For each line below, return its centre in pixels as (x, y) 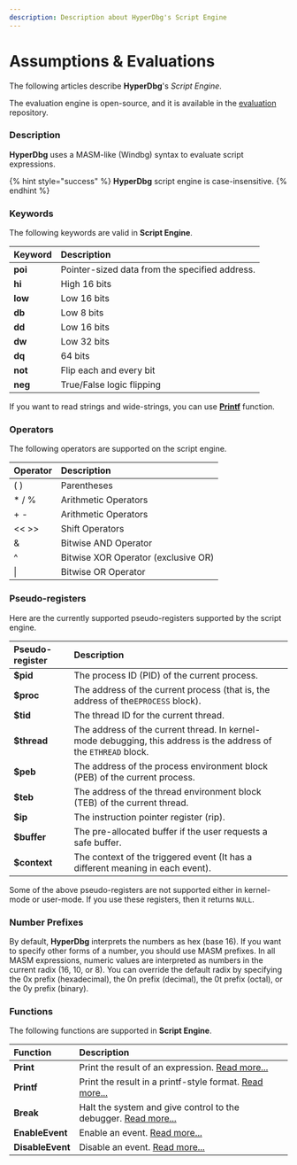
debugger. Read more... (128, 1119)
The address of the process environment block (171, 765)
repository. (29, 113)
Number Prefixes (46, 922)
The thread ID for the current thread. (149, 715)
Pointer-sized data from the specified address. (158, 269)
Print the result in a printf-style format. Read (171, 1082)
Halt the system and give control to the (160, 1107)
